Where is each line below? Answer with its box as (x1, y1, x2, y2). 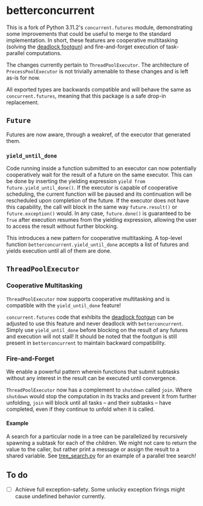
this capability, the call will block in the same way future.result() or (6, 204, 178, 211)
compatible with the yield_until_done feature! (6, 301, 121, 309)
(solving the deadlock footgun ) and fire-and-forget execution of (6, 43, 165, 50)
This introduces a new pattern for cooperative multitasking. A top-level (6, 235, 182, 242)
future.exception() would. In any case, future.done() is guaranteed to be (6, 210, 192, 217)
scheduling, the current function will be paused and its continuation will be (6, 190, 192, 198)
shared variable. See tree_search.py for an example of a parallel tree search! (6, 452, 196, 459)
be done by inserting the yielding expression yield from (6, 178, 146, 185)
